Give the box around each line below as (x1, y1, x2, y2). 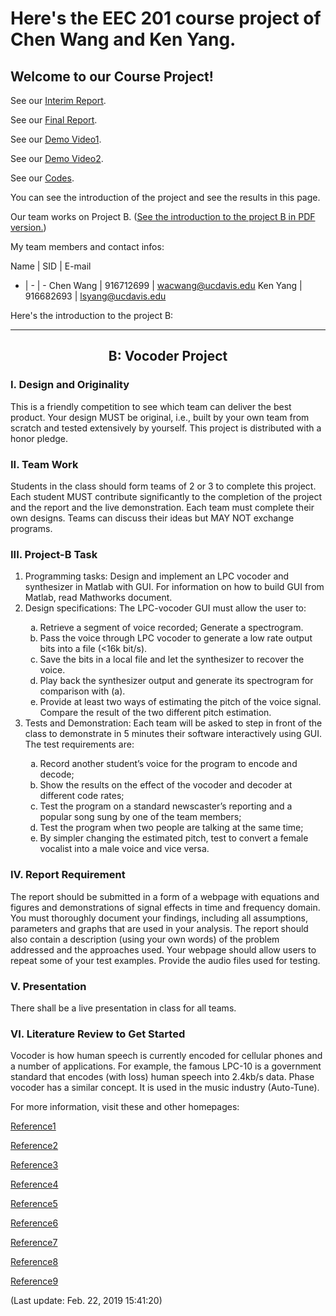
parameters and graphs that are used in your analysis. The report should (10, 922, 309, 934)
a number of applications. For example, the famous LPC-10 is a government (10, 1060, 322, 1072)
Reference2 (10, 1140, 59, 1152)
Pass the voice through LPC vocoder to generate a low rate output (39, 632, 313, 644)
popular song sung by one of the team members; (39, 811, 242, 823)
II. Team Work (10, 457, 79, 471)
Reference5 (10, 1198, 58, 1210)
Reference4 (10, 1178, 59, 1191)
